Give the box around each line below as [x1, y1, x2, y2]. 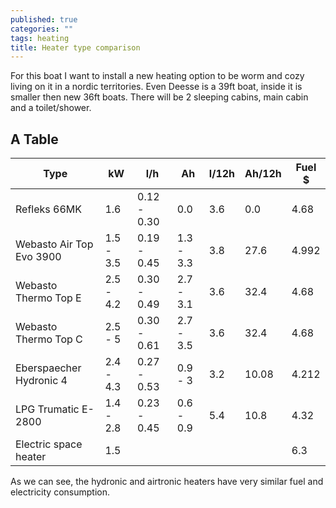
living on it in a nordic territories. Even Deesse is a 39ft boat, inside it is [10, 81, 303, 93]
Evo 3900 [15, 250, 62, 264]
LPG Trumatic [15, 402, 80, 416]
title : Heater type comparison [10, 42, 141, 53]
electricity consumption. [10, 486, 110, 498]
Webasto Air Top [15, 237, 94, 251]
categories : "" [10, 24, 74, 34]
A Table [10, 131, 59, 148]
